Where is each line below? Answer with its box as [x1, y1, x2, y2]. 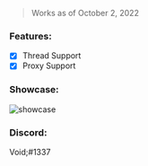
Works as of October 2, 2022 [30, 8, 139, 18]
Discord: [9, 126, 48, 138]
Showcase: [9, 83, 60, 96]
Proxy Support [22, 60, 76, 71]
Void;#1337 [9, 147, 51, 158]
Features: [9, 30, 52, 42]
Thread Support [22, 50, 82, 61]
